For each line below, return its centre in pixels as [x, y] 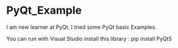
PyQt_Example [44, 10]
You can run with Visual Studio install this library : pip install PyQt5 [89, 38]
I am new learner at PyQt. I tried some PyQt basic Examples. [81, 27]
